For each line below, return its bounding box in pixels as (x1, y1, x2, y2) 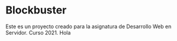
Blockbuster (5, 4, 67, 17)
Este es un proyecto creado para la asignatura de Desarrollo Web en (5, 23, 172, 30)
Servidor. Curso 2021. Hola (5, 29, 71, 36)
